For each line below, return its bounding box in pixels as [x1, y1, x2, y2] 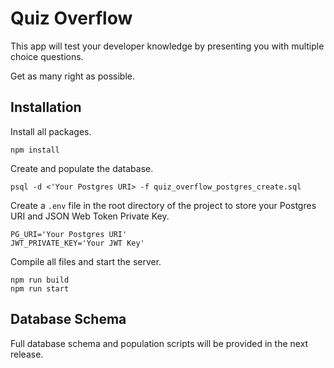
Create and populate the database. [10, 162, 154, 174]
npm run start [10, 283, 70, 294]
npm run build [10, 275, 70, 285]
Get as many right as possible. [10, 70, 135, 82]
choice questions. [10, 50, 84, 62]
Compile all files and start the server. [10, 255, 162, 267]
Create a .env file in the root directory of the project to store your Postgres [10, 199, 317, 211]
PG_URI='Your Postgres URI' [10, 229, 128, 239]
